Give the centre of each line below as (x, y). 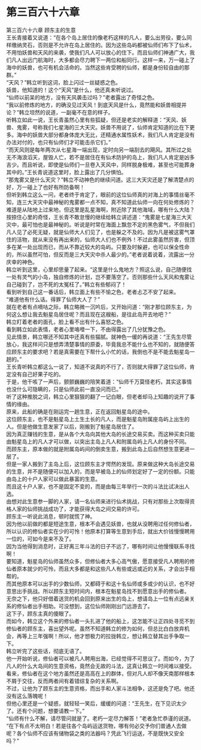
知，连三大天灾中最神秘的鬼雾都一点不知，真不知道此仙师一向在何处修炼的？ (100, 202)
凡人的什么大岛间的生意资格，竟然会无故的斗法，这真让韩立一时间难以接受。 (100, 666)
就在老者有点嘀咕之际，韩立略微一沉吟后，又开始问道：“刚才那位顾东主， (97, 306)
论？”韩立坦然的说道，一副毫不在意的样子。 (60, 112)
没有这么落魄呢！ (27, 696)
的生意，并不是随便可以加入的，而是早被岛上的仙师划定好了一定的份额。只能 (100, 471)
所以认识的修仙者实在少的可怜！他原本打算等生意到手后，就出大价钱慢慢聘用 (100, 531)
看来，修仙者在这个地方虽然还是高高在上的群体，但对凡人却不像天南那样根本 (100, 673)
